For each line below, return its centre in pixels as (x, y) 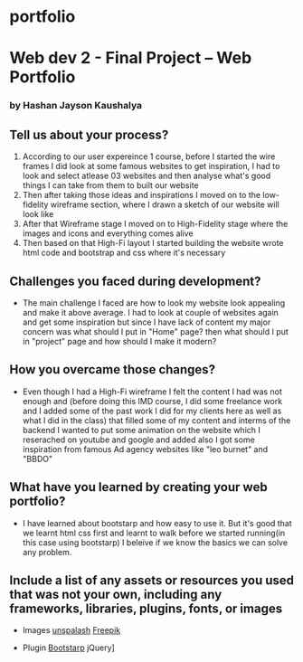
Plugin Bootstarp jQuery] (68, 648)
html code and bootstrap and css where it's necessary (124, 253)
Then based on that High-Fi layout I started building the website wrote (153, 243)
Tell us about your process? (89, 134)
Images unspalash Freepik (71, 630)
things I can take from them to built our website (110, 185)
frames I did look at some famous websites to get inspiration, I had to (151, 166)
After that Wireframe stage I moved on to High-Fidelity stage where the (155, 224)
